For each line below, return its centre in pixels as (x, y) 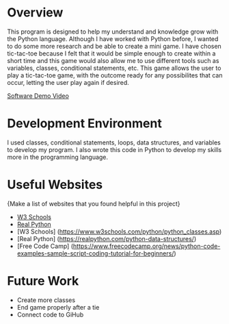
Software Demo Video (38, 96)
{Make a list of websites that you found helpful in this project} (94, 203)
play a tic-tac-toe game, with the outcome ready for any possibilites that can (115, 75)
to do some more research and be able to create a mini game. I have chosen (114, 46)
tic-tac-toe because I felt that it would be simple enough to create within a (111, 53)
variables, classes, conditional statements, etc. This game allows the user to (114, 68)
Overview (35, 13)
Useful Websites (55, 185)
